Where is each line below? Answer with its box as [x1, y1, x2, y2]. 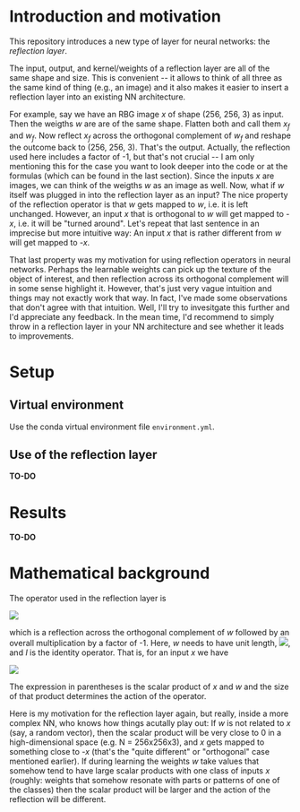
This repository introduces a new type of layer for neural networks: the [9, 36, 270, 47]
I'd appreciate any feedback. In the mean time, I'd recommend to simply [9, 311, 275, 322]
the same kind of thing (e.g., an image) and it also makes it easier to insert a [9, 82, 289, 92]
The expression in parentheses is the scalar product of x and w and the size [9, 681, 289, 692]
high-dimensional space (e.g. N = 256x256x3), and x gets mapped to [9, 737, 265, 747]
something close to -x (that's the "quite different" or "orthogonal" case [9, 747, 270, 757]
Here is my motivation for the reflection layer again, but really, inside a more [9, 708, 289, 719]
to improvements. [9, 330, 74, 341]
